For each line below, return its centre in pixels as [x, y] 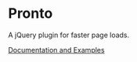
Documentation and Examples [56, 50]
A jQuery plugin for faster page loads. [69, 35]
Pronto [31, 14]
